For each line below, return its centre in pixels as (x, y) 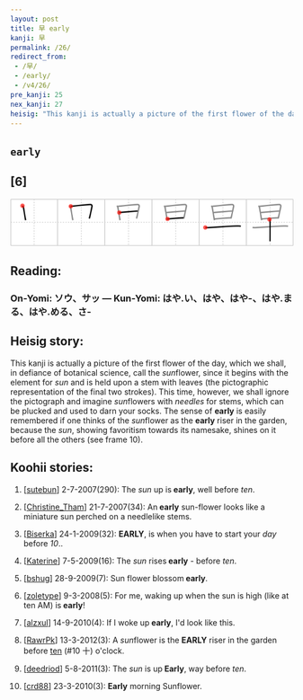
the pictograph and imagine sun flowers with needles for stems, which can (147, 401)
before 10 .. (43, 543)
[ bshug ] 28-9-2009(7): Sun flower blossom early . (116, 578)
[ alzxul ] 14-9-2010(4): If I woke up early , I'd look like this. (129, 622)
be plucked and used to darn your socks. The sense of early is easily (138, 411)
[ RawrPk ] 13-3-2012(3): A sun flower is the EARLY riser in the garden (150, 640)
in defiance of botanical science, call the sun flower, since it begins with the (149, 372)
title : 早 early (40, 28)
